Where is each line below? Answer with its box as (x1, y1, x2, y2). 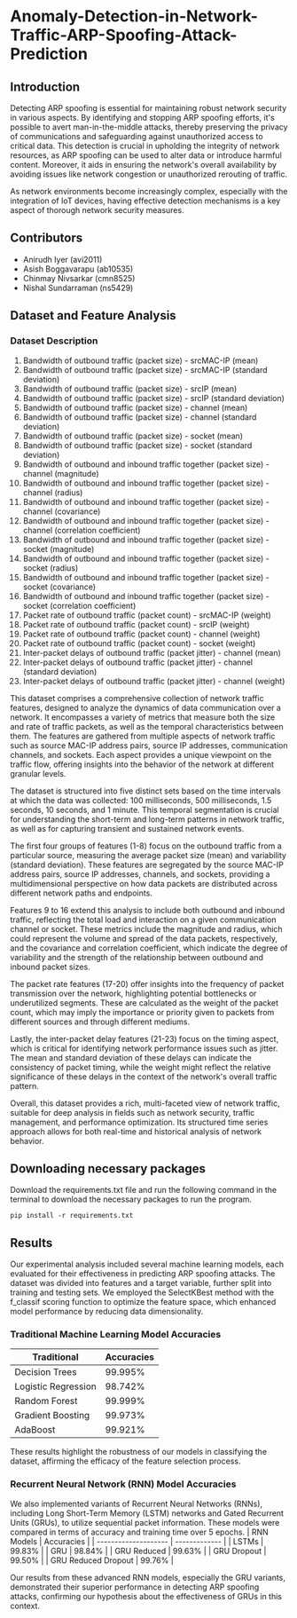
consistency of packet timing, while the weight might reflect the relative (10, 1062, 271, 1072)
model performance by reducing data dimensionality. (10, 1306, 204, 1317)
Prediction (10, 44, 88, 64)
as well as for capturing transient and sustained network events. (10, 823, 245, 833)
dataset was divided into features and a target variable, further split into (10, 1278, 272, 1289)
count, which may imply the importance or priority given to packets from (10, 1006, 275, 1017)
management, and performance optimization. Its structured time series (10, 1117, 269, 1127)
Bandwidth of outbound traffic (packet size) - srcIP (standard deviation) (22, 392, 285, 403)
